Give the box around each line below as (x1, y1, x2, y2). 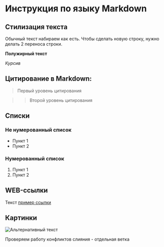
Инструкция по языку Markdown (5, 3, 147, 14)
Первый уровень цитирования (17, 88, 82, 94)
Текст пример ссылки (5, 199, 51, 205)
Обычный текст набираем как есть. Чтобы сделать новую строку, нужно (5, 36, 160, 42)
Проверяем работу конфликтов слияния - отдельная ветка (5, 236, 130, 243)
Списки (5, 112, 30, 120)
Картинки (5, 214, 37, 222)
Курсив (5, 60, 21, 66)
